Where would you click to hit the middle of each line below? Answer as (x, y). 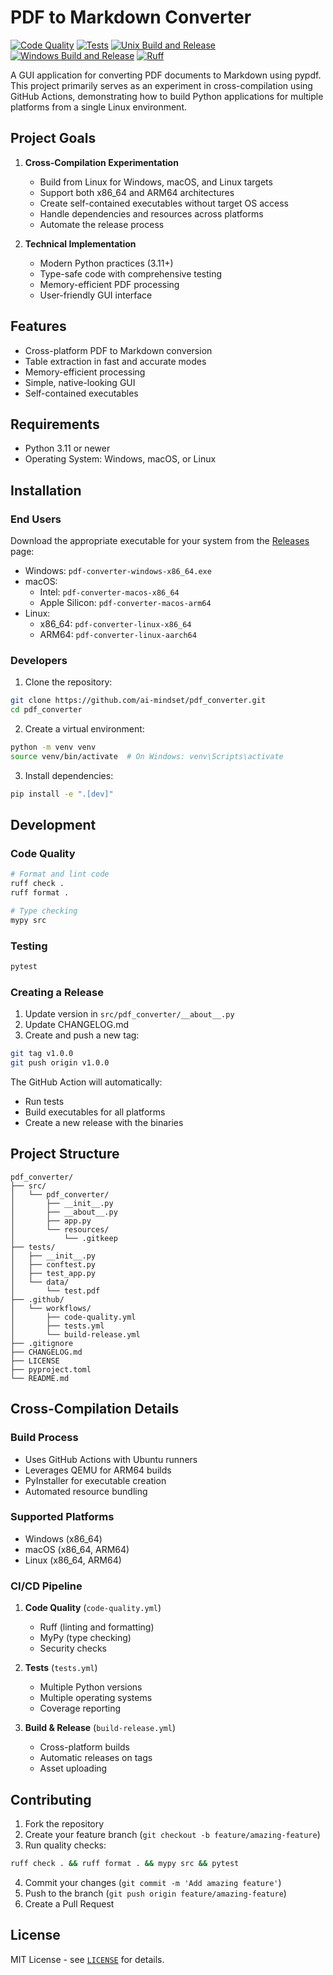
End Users (36, 519)
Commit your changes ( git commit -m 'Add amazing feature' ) (153, 1882)
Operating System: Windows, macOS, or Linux (120, 459)
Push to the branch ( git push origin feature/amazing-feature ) (155, 1893)
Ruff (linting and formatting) (97, 1627)
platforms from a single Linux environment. (98, 107)
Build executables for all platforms (95, 1112)
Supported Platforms (62, 1517)
